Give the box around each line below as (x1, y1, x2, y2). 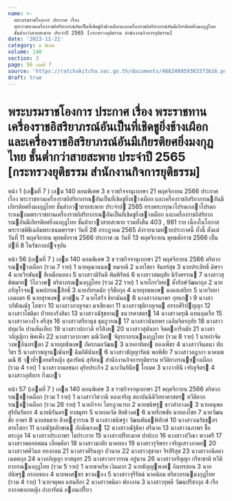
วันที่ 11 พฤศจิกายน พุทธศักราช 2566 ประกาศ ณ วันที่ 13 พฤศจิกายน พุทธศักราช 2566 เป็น (8, 233, 219, 242)
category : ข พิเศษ (8, 42, 55, 49)
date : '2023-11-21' (8, 36, 64, 43)
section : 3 (8, 55, 39, 62)
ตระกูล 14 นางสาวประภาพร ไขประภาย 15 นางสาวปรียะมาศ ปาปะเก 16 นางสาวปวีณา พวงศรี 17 (8, 431, 222, 440)
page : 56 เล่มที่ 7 (8, 61, 52, 68)
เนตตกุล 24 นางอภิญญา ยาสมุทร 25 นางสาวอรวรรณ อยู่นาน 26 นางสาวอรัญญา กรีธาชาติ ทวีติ (8, 455, 223, 463)
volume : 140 (8, 49, 42, 56)
